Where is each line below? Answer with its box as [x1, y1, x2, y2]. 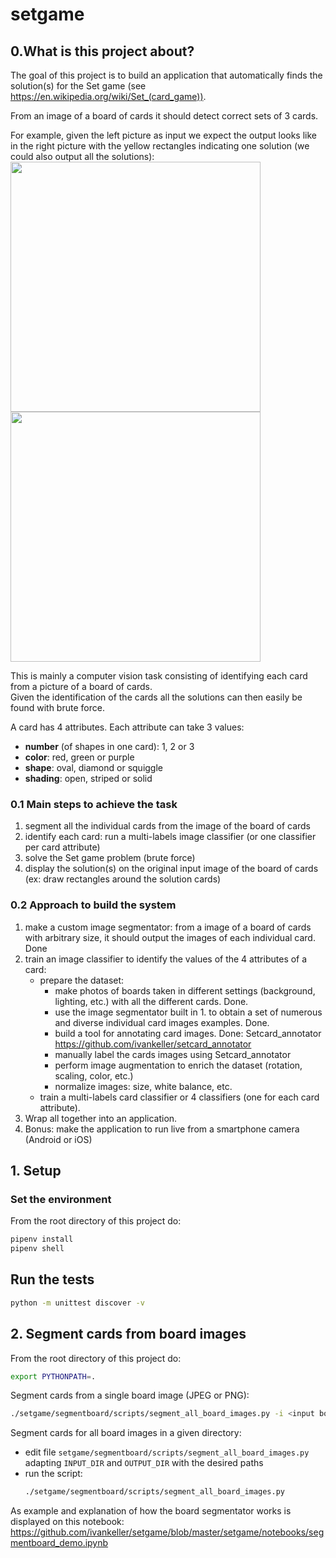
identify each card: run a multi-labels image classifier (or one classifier [24, 831, 317, 843]
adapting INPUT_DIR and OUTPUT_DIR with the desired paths [24, 1457, 264, 1469]
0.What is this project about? [10, 43, 195, 60]
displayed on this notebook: [10, 1516, 125, 1528]
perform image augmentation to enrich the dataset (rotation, [54, 1059, 303, 1071]
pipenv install [10, 1234, 74, 1245]
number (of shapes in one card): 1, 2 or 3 [24, 741, 195, 752]
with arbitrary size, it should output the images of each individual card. [24, 931, 316, 943]
